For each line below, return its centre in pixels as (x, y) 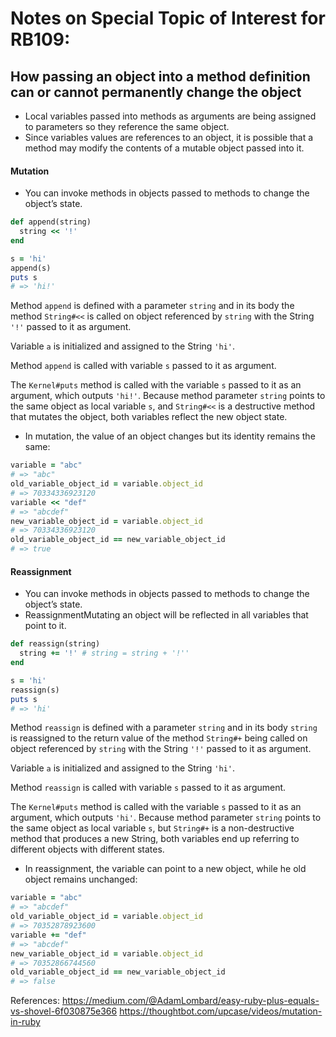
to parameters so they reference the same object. (127, 126)
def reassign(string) (55, 644)
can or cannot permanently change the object (156, 92)
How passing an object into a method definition (160, 76)
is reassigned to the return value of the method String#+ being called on (159, 738)
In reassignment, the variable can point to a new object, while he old (165, 869)
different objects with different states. (87, 849)
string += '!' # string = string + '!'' (104, 653)
